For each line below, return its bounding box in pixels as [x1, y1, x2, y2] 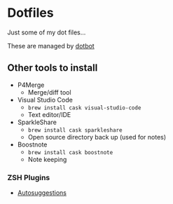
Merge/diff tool [27, 88, 71, 96]
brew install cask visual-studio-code [27, 104, 141, 111]
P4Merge [17, 81, 45, 89]
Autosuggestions [17, 189, 67, 197]
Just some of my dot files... [7, 28, 86, 36]
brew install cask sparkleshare [27, 126, 123, 134]
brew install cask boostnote [27, 149, 113, 156]
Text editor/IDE [27, 110, 71, 118]
